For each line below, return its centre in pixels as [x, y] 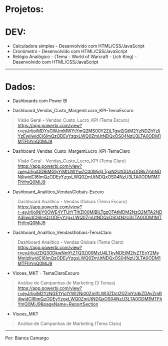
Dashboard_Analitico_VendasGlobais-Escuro [58, 192]
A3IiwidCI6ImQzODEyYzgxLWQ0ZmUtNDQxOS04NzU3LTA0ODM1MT [89, 218]
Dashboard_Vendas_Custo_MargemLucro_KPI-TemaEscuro [73, 111]
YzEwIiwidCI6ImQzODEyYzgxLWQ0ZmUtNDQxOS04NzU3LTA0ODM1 [89, 136]
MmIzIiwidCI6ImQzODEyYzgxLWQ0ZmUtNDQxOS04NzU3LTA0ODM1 [89, 258]
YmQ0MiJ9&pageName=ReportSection [58, 304]
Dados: [20, 87]
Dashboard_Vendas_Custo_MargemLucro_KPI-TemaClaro [71, 151]
